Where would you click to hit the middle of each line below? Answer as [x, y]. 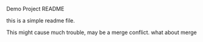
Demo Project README [35, 9]
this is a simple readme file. [41, 20]
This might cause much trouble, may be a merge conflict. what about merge [101, 32]
